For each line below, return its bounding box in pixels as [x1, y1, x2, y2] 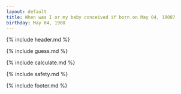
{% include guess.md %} [6, 48, 68, 55]
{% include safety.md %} [6, 71, 68, 78]
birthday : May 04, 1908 [6, 20, 66, 26]
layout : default [6, 8, 47, 15]
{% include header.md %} [6, 36, 70, 43]
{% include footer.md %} [6, 82, 68, 89]
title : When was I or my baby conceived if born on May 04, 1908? [6, 14, 176, 20]
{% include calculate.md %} [6, 59, 76, 66]
